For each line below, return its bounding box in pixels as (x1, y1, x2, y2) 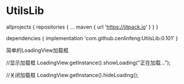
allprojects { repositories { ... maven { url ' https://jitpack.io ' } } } (6, 23, 159, 30)
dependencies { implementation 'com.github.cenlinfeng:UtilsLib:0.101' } (6, 34, 178, 41)
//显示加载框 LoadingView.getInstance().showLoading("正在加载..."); (6, 59, 171, 66)
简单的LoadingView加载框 (6, 47, 69, 54)
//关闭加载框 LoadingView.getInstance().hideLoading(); (6, 71, 139, 78)
